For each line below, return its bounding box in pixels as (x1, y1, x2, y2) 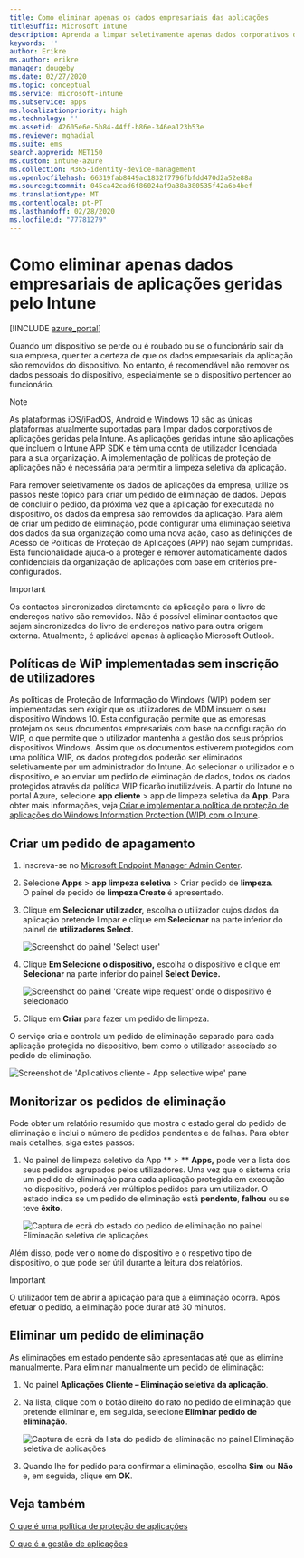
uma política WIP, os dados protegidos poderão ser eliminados (9, 752, 243, 763)
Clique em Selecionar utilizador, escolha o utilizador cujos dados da (22, 904, 279, 915)
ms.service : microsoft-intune (9, 89, 124, 98)
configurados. (9, 566, 62, 577)
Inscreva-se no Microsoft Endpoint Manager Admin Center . (22, 860, 242, 871)
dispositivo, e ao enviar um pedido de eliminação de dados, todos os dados (9, 771, 291, 782)
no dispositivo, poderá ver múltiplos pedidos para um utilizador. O (22, 1183, 269, 1194)
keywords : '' (9, 38, 59, 48)
